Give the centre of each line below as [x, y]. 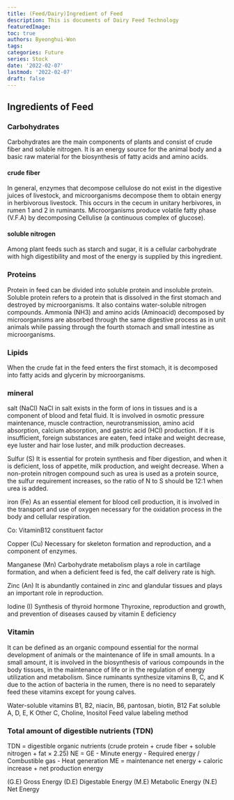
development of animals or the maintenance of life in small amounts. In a [111, 655]
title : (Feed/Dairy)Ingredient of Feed [65, 14]
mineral [20, 393]
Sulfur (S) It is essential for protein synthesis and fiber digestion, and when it [117, 459]
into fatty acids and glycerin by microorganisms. [76, 375]
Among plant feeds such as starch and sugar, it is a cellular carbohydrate [112, 249]
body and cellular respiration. [49, 517]
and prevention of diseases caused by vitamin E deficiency [92, 614]
